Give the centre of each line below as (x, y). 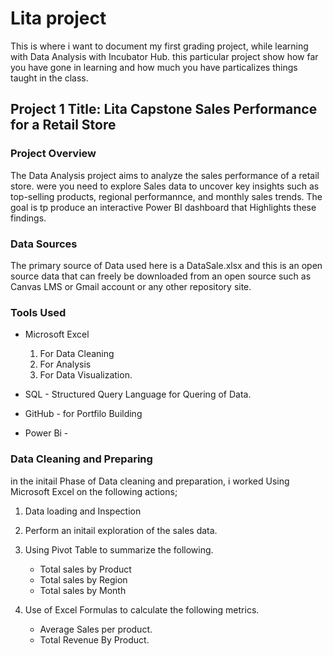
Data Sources (44, 244)
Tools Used (38, 312)
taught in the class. (49, 78)
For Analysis (65, 364)
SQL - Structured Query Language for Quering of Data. (138, 394)
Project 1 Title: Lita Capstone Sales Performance (164, 109)
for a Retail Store (63, 125)
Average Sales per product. (96, 629)
